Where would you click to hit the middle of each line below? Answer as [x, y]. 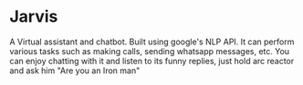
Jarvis [34, 17]
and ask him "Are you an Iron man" [75, 71]
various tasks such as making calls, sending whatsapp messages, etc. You [150, 51]
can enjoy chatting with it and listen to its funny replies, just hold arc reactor [152, 61]
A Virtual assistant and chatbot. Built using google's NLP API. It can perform [152, 42]
